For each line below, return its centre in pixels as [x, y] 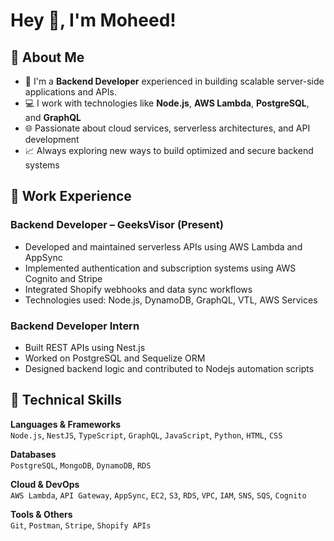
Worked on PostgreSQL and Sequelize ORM [115, 358]
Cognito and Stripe [63, 278]
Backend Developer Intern [75, 326]
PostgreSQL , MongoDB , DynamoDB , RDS [81, 465]
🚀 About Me [47, 57]
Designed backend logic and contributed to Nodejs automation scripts [169, 368]
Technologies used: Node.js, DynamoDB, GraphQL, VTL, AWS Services [171, 300]
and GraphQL [53, 117]
